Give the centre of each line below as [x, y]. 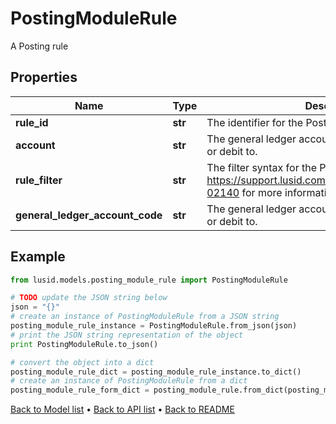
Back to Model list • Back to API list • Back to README [122, 409]
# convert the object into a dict [82, 362]
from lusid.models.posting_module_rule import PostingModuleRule [149, 280]
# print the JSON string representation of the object [127, 335]
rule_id [32, 122]
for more [262, 192]
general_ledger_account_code [89, 215]
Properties [44, 77]
